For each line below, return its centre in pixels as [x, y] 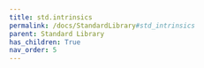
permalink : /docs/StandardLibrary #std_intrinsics [102, 26]
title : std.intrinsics [51, 17]
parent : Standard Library [57, 34]
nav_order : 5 [33, 50]
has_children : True [45, 42]
